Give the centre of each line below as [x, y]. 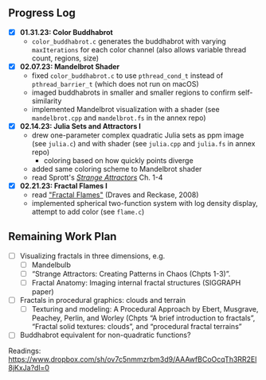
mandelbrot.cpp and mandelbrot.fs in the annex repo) [119, 118]
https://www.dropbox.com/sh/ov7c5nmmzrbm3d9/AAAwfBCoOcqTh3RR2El [133, 359]
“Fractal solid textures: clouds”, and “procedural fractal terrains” [137, 327]
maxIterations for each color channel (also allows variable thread [139, 49]
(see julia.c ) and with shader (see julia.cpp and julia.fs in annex [143, 143]
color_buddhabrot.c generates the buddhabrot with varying [129, 41]
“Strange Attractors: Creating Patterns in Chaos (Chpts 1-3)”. [131, 274]
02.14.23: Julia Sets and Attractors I [80, 126]
